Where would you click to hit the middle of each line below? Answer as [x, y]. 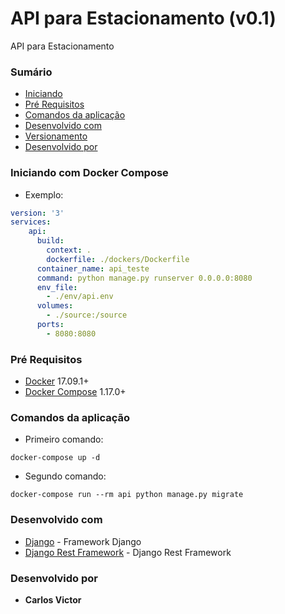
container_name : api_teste [93, 268]
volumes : [55, 306]
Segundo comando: [65, 476]
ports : [50, 325]
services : [31, 222]
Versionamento [56, 136]
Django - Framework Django [83, 541]
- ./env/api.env [80, 297]
